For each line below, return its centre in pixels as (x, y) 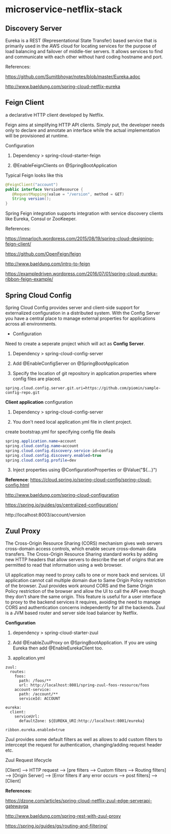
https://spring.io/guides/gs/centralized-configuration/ (62, 505)
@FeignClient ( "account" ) (32, 184)
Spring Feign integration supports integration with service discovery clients (84, 214)
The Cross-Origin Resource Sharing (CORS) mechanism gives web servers (84, 543)
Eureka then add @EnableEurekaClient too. (58, 648)
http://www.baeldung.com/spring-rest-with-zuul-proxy (63, 816)
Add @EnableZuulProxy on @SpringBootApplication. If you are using (85, 643)
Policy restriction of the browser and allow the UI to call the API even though (86, 591)
